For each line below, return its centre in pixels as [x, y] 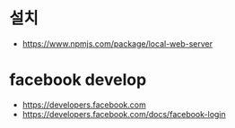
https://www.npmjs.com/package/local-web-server [117, 43]
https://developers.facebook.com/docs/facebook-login [124, 114]
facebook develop [78, 80]
